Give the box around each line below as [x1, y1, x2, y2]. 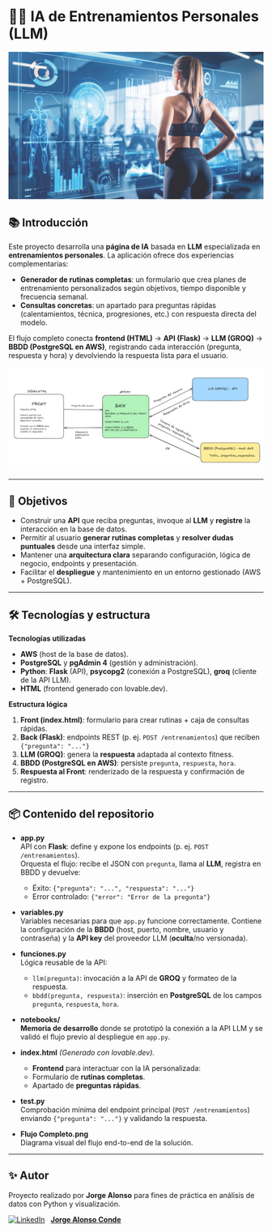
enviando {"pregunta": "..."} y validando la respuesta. [19, 1113, 208, 1123]
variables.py [19, 907, 64, 917]
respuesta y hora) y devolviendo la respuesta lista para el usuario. [8, 350, 228, 360]
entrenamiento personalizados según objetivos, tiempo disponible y [19, 283, 247, 292]
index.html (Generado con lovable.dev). [19, 1047, 155, 1057]
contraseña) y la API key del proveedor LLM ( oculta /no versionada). [19, 933, 249, 943]
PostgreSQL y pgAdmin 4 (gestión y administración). [19, 658, 198, 667]
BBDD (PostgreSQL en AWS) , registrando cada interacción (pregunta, [8, 342, 241, 352]
